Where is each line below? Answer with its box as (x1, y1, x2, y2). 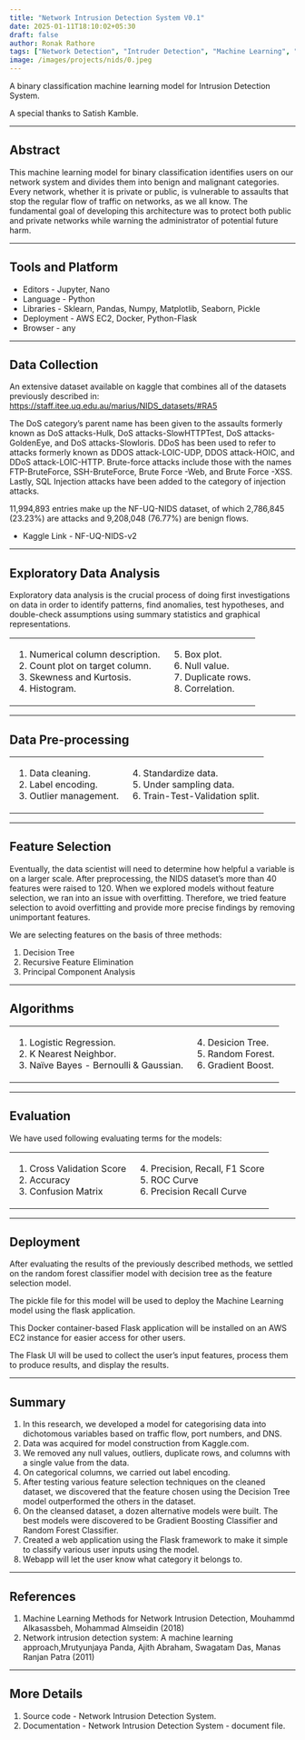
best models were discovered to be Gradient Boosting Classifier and (22, 1515, 279, 1526)
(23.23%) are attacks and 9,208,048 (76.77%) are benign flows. (9, 513, 250, 524)
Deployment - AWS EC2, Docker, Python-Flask (22, 313, 198, 324)
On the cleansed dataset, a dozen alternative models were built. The (22, 1505, 279, 1516)
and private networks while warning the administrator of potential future (9, 215, 279, 225)
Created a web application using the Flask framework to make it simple (22, 1535, 289, 1545)
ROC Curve (150, 1174, 199, 1186)
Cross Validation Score (29, 1162, 127, 1175)
